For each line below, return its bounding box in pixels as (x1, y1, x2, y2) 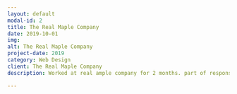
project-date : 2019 (7, 50, 65, 57)
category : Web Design (7, 57, 71, 64)
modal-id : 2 (7, 17, 42, 24)
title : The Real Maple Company (7, 23, 99, 30)
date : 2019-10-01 (7, 30, 59, 37)
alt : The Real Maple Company (7, 43, 93, 50)
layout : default (7, 10, 55, 18)
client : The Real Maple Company (7, 63, 102, 70)
